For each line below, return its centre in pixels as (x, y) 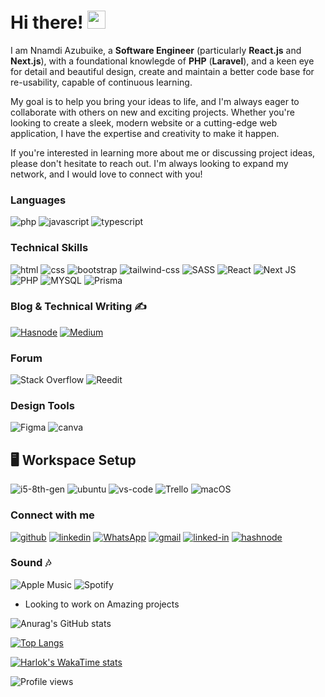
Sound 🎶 (31, 563)
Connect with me (52, 515)
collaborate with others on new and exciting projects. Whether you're (152, 112)
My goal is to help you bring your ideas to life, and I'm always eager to (155, 101)
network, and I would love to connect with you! (106, 174)
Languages (38, 200)
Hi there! (47, 22)
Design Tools (42, 406)
